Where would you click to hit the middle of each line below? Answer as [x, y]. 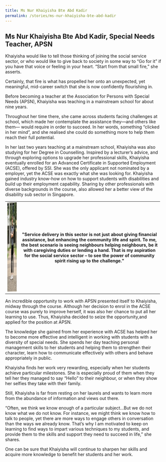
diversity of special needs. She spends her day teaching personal [72, 342]
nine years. [17, 107]
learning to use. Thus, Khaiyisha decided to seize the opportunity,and [76, 317]
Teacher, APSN [29, 44]
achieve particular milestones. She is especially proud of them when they [80, 373]
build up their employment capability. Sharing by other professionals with [80, 184]
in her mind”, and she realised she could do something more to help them [80, 132]
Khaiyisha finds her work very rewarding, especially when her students [78, 367]
